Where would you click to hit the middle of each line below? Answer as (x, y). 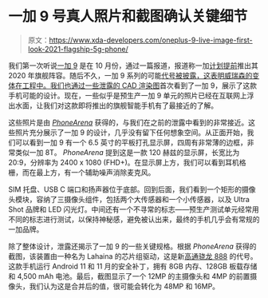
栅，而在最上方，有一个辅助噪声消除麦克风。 (82, 172)
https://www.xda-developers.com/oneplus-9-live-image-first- (151, 40)
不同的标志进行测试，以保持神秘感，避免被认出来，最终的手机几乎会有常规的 (134, 219)
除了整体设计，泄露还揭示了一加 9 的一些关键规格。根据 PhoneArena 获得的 (132, 246)
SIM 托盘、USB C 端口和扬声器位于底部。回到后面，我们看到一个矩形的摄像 (132, 189)
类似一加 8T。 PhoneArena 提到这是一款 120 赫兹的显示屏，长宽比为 (127, 152)
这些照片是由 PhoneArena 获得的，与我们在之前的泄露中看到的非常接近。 (128, 122)
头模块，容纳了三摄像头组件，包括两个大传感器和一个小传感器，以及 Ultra (129, 199)
